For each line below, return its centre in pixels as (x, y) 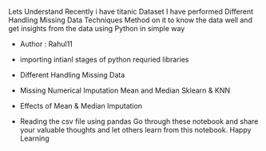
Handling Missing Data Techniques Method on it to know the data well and (131, 20)
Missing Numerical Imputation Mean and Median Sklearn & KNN (125, 90)
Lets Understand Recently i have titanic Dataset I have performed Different (131, 12)
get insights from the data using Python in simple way (97, 28)
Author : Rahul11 (46, 44)
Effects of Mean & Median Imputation (81, 106)
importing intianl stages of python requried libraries (104, 60)
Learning (34, 138)
